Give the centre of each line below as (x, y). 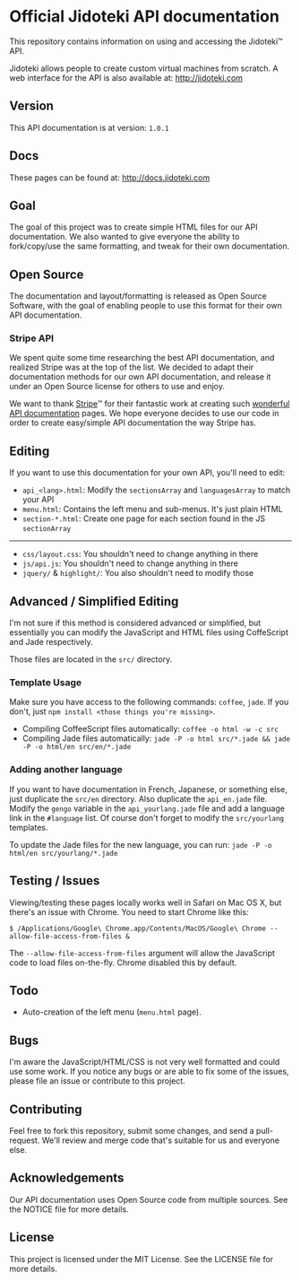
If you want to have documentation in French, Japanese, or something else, (149, 789)
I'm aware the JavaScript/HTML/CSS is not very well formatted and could (145, 1062)
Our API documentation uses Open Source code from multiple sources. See (149, 1199)
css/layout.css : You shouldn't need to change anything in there (140, 554)
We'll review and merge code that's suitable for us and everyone (161, 1140)
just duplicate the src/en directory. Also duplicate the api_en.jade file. (138, 798)
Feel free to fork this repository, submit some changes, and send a (132, 1130)
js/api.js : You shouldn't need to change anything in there (130, 563)
